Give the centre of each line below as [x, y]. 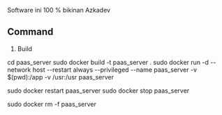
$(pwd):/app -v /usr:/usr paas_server [60, 77]
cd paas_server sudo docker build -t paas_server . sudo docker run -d [108, 62]
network [19, 70]
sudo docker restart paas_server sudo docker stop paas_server [98, 91]
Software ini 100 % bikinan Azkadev [59, 10]
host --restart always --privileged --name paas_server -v [115, 70]
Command [30, 32]
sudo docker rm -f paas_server [52, 104]
